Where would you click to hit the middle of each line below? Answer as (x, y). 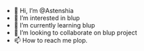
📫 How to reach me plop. (51, 40)
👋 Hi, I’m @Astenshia (44, 11)
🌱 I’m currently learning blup (54, 25)
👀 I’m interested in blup (47, 18)
